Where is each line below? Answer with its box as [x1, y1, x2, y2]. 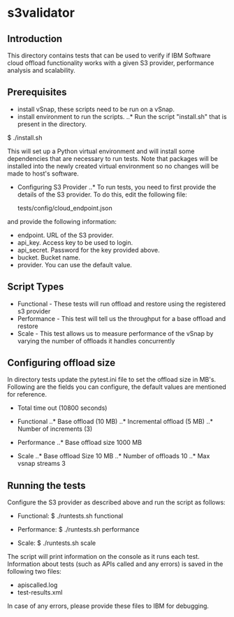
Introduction [7, 33, 63, 45]
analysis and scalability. [7, 66, 75, 74]
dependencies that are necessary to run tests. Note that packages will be [7, 154, 218, 162]
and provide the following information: [7, 217, 117, 225]
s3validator [7, 5, 75, 21]
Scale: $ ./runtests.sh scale [17, 539, 96, 547]
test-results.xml [17, 588, 63, 597]
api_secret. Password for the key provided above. [17, 246, 161, 254]
